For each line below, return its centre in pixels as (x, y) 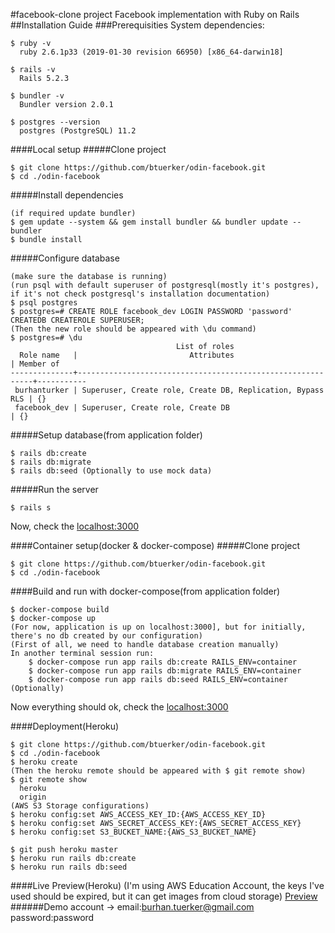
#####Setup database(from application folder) (106, 435)
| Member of (35, 364)
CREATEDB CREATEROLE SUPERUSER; (77, 320)
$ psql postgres (44, 303)
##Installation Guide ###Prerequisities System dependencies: (137, 25)
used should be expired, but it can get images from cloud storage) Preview (164, 896)
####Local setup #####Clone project (88, 149)
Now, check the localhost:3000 (75, 526)
